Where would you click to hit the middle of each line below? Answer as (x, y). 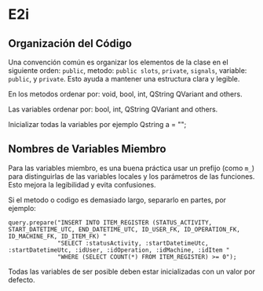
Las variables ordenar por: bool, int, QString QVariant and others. (113, 109)
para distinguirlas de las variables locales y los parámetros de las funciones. (131, 176)
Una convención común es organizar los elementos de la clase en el (119, 62)
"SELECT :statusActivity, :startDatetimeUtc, (133, 243)
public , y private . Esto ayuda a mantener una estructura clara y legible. (124, 79)
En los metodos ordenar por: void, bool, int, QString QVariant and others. (125, 94)
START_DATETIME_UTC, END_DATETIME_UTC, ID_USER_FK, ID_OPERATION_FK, (124, 229)
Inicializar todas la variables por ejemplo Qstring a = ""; (97, 124)
